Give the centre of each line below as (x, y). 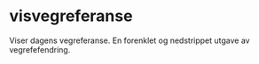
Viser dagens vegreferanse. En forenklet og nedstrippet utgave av (129, 40)
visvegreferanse (71, 16)
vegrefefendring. (40, 49)
